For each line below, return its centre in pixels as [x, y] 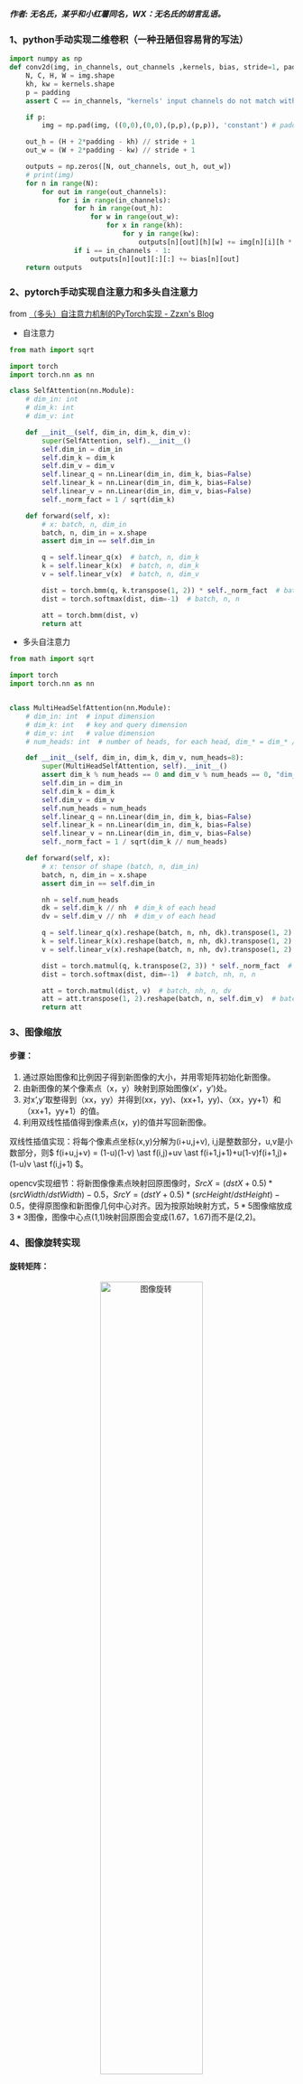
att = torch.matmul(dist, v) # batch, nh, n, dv [137, 991]
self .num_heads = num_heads [94, 808]
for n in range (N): [62, 183]
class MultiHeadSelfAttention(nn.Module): [90, 708]
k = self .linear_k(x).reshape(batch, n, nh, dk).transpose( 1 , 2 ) [167, 941]
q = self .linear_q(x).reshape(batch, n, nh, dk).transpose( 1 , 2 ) [167, 933]
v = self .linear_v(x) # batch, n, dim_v [121, 575]
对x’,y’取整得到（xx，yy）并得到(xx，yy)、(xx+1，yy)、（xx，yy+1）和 [151, 1100]
